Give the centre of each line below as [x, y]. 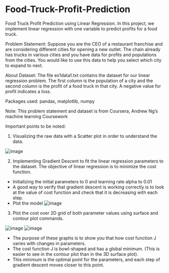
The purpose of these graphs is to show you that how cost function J [84, 238]
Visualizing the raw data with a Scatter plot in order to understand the [85, 136]
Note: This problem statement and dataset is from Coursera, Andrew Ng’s [81, 111]
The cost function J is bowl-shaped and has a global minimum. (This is [86, 249]
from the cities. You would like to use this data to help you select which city [83, 60]
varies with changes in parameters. [49, 243]
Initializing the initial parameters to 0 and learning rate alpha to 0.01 [82, 181]
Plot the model [27, 203]
